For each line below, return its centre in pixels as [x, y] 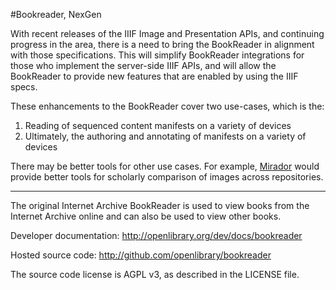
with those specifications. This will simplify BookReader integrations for [157, 55]
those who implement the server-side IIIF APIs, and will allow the [143, 65]
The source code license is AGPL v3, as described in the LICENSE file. [155, 274]
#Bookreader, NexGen [56, 14]
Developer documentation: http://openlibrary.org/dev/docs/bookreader [156, 235]
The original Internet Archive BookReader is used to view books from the [160, 205]
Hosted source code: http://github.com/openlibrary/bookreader [141, 255]
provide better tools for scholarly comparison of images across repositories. [167, 177]
